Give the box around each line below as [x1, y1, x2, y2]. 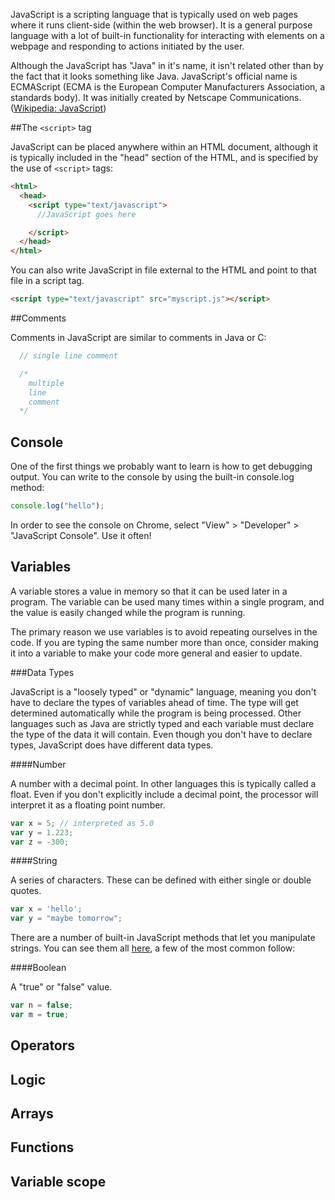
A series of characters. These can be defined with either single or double [10, 874, 312, 886]
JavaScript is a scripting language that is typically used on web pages [10, 9, 298, 20]
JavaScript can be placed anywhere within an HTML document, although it [10, 141, 318, 153]
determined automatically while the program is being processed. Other [10, 707, 302, 719]
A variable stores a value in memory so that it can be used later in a [10, 585, 288, 597]
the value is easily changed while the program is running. [10, 606, 246, 618]
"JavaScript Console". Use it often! [10, 529, 152, 541]
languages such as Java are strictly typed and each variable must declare [10, 717, 315, 729]
